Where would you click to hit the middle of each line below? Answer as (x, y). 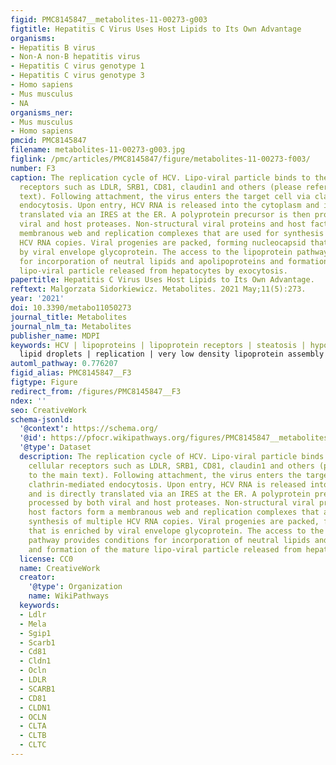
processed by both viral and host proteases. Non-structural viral (171, 503)
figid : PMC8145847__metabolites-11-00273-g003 (109, 19)
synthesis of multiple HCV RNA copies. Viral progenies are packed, (174, 522)
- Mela (33, 624)
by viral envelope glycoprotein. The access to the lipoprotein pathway (174, 252)
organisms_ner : (42, 112)
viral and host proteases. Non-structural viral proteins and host (163, 224)
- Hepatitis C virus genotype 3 (77, 76)
